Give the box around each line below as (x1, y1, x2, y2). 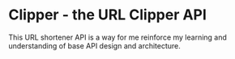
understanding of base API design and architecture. (8, 40, 181, 50)
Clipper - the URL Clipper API (8, 6, 207, 24)
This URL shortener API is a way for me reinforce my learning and (8, 32, 227, 42)
